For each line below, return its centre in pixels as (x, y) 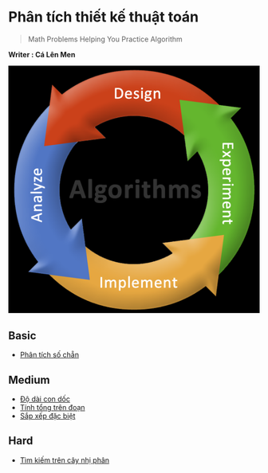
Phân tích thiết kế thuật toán (104, 17)
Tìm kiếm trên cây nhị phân (65, 460)
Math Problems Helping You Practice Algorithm (105, 39)
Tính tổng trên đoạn (52, 408)
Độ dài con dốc (45, 399)
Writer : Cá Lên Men (42, 54)
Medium (29, 379)
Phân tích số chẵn (49, 355)
